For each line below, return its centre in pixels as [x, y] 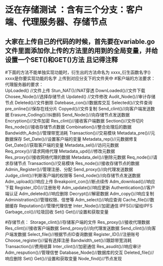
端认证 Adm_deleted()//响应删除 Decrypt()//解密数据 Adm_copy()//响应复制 [80, 194]
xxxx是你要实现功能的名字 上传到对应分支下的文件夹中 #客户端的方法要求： [80, 78]
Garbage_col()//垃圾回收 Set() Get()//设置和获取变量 [57, 212]
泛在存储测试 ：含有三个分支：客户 [74, 10]
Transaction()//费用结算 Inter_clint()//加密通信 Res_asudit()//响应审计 [73, 246]
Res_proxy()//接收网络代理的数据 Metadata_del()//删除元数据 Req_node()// [79, 157]
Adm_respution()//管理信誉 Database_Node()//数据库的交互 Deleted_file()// [80, 252]
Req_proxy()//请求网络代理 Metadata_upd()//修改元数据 [60, 151]
